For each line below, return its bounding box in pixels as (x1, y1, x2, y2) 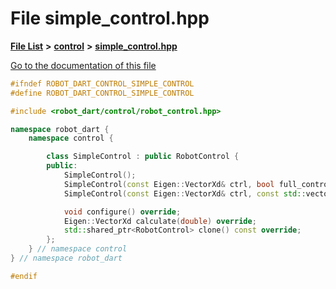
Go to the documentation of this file (10, 59, 157, 71)
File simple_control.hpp (10, 7, 210, 30)
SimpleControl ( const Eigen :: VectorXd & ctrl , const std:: (63, 188, 307, 199)
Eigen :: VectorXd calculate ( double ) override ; (63, 216, 257, 226)
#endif (10, 271, 38, 281)
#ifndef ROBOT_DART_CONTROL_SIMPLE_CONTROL (10, 78, 195, 89)
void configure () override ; (63, 207, 182, 217)
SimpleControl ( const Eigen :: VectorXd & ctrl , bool (63, 179, 275, 189)
